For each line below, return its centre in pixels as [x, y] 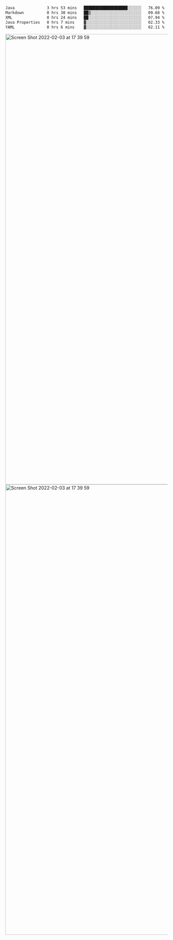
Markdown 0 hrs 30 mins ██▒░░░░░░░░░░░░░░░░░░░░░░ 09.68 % [85, 13]
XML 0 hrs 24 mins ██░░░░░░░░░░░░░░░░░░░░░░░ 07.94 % [85, 18]
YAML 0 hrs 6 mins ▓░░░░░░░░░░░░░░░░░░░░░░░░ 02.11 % [85, 27]
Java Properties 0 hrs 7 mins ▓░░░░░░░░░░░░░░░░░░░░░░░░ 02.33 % [85, 22]
